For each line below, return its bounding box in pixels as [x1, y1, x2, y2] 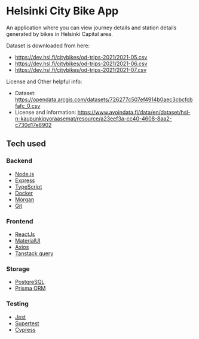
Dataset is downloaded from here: [6, 42, 90, 49]
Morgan [14, 196, 35, 203]
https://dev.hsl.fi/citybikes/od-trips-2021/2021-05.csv [14, 53, 148, 60]
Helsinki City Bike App [6, 4, 119, 18]
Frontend [6, 217, 33, 225]
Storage [6, 265, 30, 273]
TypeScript [14, 183, 42, 190]
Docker [14, 189, 33, 196]
